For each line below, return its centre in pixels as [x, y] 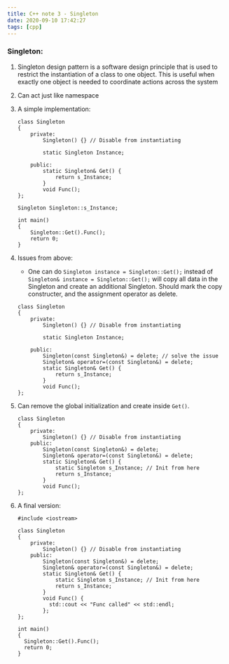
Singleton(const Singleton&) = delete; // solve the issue [131, 356]
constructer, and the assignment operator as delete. [103, 294]
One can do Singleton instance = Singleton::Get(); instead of [120, 271]
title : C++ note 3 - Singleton [53, 14]
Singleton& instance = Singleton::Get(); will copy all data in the [123, 279]
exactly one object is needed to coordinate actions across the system [118, 82]
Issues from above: [45, 258]
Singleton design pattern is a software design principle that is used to [118, 67]
